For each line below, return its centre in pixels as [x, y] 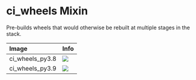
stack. [14, 33]
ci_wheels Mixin [47, 11]
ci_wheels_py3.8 [33, 59]
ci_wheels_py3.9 [33, 68]
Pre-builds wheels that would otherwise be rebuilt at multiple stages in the [98, 27]
